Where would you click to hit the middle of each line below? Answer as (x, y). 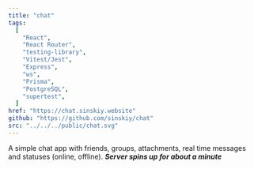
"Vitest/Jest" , (47, 60)
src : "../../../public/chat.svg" (63, 126)
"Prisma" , (39, 81)
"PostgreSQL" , (45, 89)
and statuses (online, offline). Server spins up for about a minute (115, 156)
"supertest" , (44, 96)
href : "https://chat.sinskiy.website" (72, 111)
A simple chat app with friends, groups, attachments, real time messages (127, 148)
